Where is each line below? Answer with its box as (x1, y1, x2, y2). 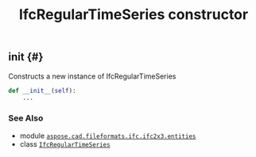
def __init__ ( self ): (8, 86, 77, 94)
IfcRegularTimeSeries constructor (18, 6, 249, 24)
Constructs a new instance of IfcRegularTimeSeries (8, 71, 176, 81)
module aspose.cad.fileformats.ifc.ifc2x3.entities (19, 131, 196, 140)
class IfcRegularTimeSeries (19, 139, 111, 148)
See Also (8, 113, 44, 124)
